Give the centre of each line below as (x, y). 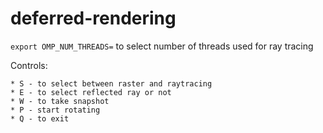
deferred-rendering (93, 18)
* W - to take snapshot (60, 101)
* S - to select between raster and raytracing (111, 83)
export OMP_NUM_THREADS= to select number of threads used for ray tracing (162, 46)
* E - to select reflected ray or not (91, 92)
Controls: (29, 65)
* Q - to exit (40, 118)
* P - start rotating (55, 110)
